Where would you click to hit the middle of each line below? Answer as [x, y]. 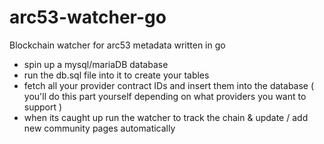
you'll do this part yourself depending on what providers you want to [165, 96]
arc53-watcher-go [88, 17]
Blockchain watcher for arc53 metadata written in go [117, 45]
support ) [43, 107]
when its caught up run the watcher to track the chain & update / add [166, 117]
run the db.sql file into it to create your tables [116, 75]
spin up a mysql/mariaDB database [96, 64]
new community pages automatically [99, 128]
